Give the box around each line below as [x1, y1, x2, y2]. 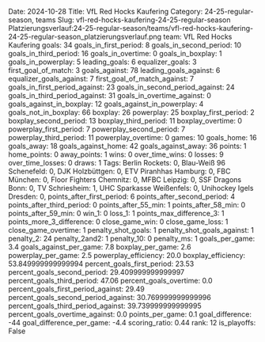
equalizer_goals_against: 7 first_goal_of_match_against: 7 [8, 74, 195, 83]
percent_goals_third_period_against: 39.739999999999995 [8, 301, 202, 310]
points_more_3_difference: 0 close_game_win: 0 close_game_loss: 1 [8, 217, 229, 226]
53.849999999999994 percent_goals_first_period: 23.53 [8, 259, 195, 268]
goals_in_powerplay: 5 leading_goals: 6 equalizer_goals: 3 [8, 57, 197, 66]
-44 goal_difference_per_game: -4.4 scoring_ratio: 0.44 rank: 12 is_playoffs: [8, 318, 256, 327]
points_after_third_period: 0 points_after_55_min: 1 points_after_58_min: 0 [8, 200, 246, 209]
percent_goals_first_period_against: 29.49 [8, 284, 145, 294]
